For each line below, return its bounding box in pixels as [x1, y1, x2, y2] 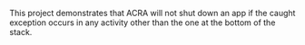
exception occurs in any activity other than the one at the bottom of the [9, 17, 276, 28]
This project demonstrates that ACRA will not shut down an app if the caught [9, 8, 296, 18]
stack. [9, 27, 33, 37]
